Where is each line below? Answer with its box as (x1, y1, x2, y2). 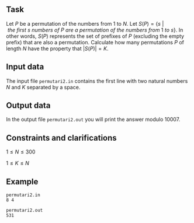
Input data (6, 62, 44, 72)
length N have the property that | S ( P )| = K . (6, 45, 109, 52)
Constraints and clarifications (6, 133, 117, 142)
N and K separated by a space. (6, 83, 81, 90)
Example (6, 176, 39, 186)
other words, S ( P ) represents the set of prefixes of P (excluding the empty (6, 32, 185, 40)
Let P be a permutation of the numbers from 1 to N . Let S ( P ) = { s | (6, 20, 164, 27)
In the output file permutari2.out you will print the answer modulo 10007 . (6, 116, 181, 123)
